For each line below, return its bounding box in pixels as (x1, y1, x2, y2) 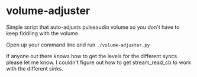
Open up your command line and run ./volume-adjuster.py (6, 41, 150, 48)
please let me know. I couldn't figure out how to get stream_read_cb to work (6, 59, 191, 66)
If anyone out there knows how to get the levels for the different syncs (6, 52, 177, 59)
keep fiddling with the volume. (6, 29, 80, 36)
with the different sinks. (6, 65, 64, 72)
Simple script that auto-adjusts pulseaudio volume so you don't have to (6, 24, 180, 31)
